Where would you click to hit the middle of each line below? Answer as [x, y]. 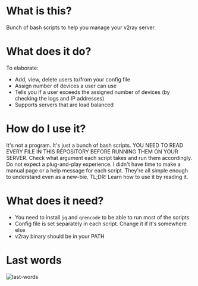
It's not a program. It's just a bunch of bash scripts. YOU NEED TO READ [95, 145]
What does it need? [55, 201]
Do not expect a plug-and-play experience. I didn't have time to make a [93, 164]
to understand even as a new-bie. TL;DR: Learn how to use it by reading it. [97, 177]
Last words [34, 260]
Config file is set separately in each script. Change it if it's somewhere [101, 224]
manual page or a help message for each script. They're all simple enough [97, 170]
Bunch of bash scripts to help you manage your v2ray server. [81, 27]
